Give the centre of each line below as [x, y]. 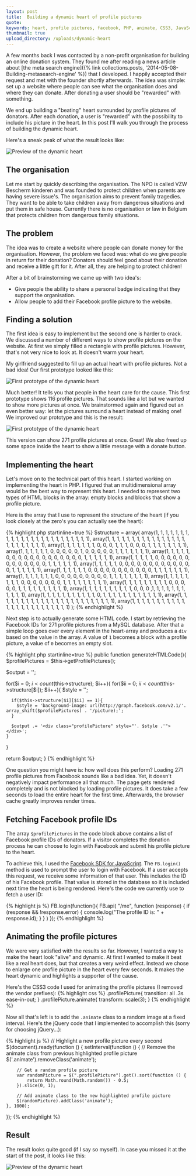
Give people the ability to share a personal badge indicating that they [97, 289]
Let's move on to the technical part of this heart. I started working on [89, 479]
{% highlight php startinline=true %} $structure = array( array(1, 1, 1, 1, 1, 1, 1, [98, 532]
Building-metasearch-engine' [41, 74]
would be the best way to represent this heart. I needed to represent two [93, 491]
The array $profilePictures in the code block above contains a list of [90, 834]
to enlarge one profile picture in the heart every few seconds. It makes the [95, 969]
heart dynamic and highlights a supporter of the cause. [72, 975]
